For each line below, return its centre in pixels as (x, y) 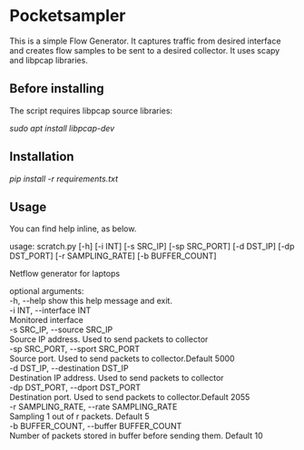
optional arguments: (47, 291)
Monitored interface (46, 320)
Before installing (57, 88)
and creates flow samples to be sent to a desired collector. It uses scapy (145, 50)
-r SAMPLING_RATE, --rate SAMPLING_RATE (93, 407)
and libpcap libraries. (49, 60)
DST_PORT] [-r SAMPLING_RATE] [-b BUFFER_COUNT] (113, 256)
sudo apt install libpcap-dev (62, 128)
